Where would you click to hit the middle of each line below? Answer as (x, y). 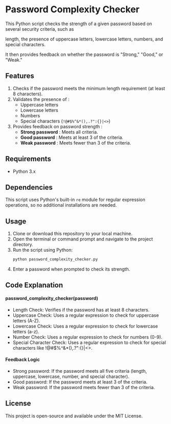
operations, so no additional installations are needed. (61, 205)
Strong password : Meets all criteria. (59, 132)
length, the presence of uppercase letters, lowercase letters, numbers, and (84, 39)
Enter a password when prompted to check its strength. (71, 269)
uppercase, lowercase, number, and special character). (71, 376)
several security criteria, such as (40, 29)
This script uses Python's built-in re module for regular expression (75, 200)
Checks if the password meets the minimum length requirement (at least (89, 88)
